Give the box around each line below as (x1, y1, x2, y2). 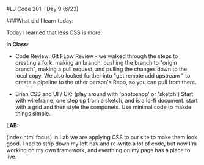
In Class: (6, 41, 29, 48)
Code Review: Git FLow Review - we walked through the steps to (15, 53, 178, 60)
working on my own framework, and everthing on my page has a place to (6, 147, 191, 153)
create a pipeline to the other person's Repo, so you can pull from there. (15, 79, 197, 86)
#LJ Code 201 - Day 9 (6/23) (6, 5, 79, 12)
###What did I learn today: (6, 17, 74, 24)
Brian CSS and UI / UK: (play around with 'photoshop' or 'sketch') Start (15, 90, 194, 97)
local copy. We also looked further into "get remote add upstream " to (15, 72, 191, 79)
